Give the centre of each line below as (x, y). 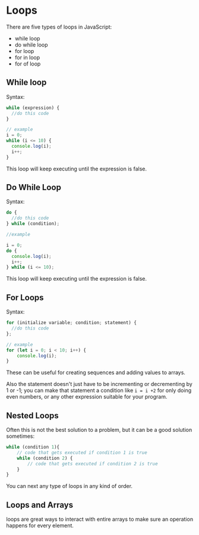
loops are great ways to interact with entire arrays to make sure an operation (100, 520)
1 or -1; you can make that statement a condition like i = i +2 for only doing (99, 390)
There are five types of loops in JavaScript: (59, 27)
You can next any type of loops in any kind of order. (69, 486)
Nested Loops (33, 416)
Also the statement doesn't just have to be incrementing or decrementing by (99, 384)
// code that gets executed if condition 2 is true (93, 464)
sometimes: (20, 436)
